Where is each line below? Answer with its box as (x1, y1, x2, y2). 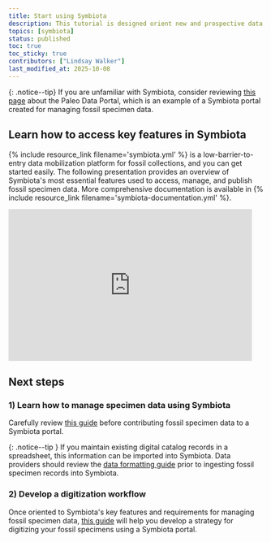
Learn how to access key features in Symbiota (8, 128, 247, 142)
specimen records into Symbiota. (8, 468, 119, 478)
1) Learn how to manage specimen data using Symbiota (8, 399, 231, 410)
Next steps (8, 375, 65, 388)
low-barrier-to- (203, 150, 254, 159)
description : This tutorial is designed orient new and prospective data (8, 20, 264, 28)
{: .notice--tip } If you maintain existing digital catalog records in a (8, 442, 229, 452)
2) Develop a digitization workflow (8, 488, 146, 500)
